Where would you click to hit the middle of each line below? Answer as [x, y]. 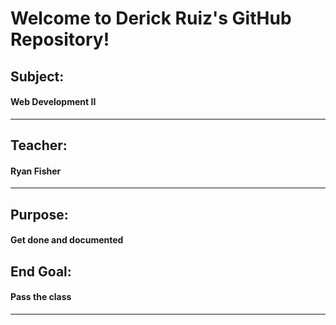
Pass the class [41, 297]
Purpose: [39, 214]
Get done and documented [67, 240]
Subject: [37, 76]
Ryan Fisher [36, 171]
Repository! [60, 39]
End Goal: [41, 271]
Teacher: [39, 145]
